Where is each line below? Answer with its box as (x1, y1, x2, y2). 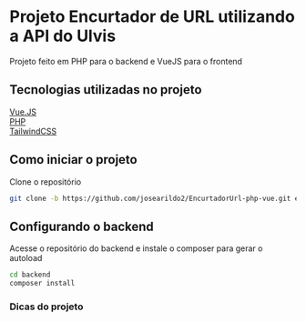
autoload (9, 253, 43, 264)
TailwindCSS (9, 126, 57, 136)
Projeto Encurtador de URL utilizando (9, 6, 296, 27)
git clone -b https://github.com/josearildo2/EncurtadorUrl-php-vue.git (9, 194, 291, 203)
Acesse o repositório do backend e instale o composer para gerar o (9, 243, 263, 254)
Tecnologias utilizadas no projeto (9, 82, 202, 97)
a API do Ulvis (9, 25, 117, 46)
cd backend (9, 270, 51, 279)
